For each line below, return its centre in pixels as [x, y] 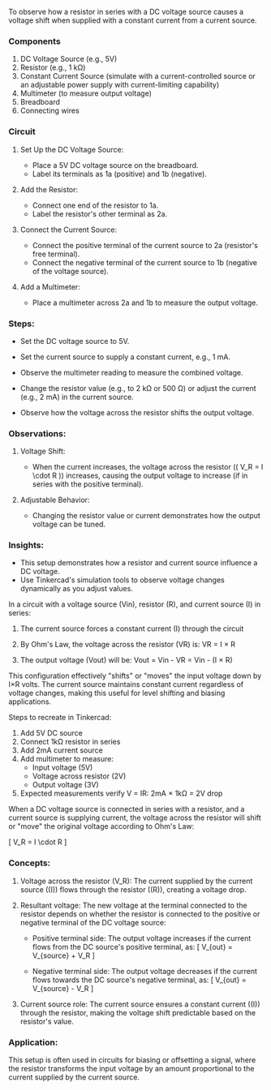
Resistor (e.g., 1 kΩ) [53, 67]
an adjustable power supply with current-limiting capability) [120, 85]
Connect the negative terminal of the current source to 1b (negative [145, 262]
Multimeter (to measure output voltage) [86, 93]
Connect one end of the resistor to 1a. [95, 205]
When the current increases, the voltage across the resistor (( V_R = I [148, 467]
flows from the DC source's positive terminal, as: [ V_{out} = [132, 946]
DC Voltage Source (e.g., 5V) [69, 59]
